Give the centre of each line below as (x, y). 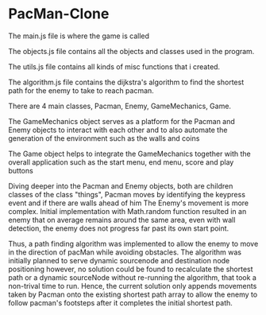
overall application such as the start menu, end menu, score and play (121, 162)
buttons (21, 170)
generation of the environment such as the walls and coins (104, 138)
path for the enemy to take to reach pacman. (81, 90)
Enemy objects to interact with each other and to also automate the (118, 130)
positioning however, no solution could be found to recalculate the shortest (131, 269)
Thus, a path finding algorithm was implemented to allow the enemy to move (133, 243)
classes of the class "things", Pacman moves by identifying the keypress (127, 194)
